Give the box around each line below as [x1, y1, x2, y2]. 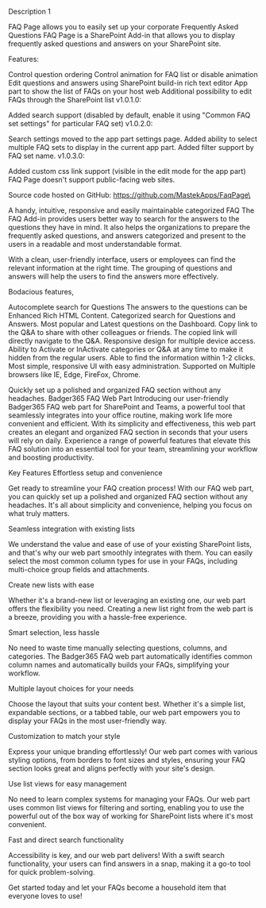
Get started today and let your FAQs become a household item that [8, 883, 226, 892]
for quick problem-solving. [8, 868, 95, 876]
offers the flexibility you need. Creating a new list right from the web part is [8, 604, 254, 614]
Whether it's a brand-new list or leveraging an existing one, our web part [8, 595, 246, 605]
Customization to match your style [8, 732, 121, 741]
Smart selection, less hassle [8, 628, 100, 637]
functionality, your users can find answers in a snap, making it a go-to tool [8, 859, 252, 868]
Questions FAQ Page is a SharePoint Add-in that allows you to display [8, 31, 236, 40]
